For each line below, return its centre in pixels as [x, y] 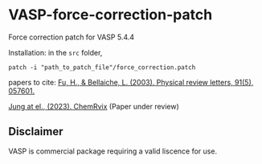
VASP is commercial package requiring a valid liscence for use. [113, 151]
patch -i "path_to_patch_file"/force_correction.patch [102, 67]
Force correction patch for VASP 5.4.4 [72, 37]
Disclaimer [36, 131]
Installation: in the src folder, [55, 52]
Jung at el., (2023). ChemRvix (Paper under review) [94, 106]
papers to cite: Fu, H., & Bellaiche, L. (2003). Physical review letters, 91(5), [131, 82]
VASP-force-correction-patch [111, 15]
